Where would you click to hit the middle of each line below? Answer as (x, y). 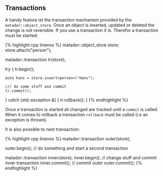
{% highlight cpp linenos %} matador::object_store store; (62, 45)
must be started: (21, 35)
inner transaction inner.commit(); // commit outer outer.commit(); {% (74, 163)
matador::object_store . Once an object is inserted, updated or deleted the (80, 25)
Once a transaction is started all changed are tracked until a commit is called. (82, 109)
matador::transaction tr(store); (35, 59)
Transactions (26, 8)
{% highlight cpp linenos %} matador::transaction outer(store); (68, 138)
